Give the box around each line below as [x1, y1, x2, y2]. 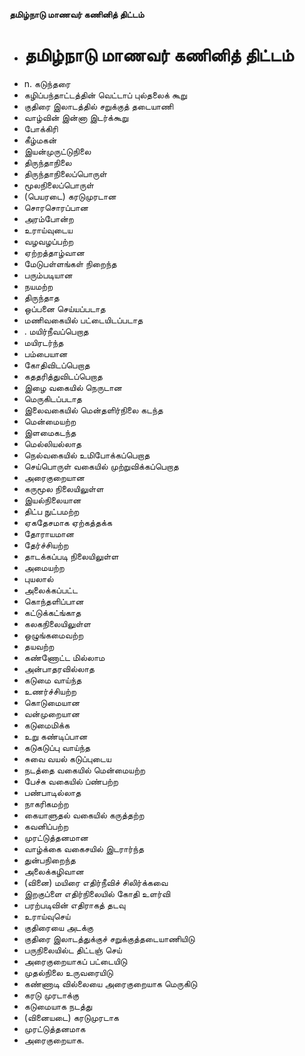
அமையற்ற [23, 561, 65, 573]
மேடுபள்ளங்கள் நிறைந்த [23, 257, 117, 269]
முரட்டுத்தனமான [23, 831, 89, 843]
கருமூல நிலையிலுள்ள [23, 482, 104, 494]
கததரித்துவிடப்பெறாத [23, 370, 103, 382]
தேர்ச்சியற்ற [23, 539, 69, 551]
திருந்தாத [23, 291, 60, 303]
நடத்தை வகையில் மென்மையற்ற [23, 764, 146, 776]
